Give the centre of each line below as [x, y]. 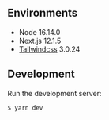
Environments [43, 13]
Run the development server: [54, 93]
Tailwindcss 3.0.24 [49, 49]
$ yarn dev [25, 108]
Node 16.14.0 [39, 32]
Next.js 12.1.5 [40, 41]
